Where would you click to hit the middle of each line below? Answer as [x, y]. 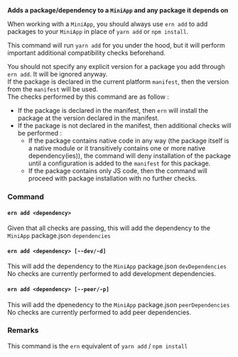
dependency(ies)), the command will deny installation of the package [129, 156]
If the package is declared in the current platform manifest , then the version [118, 82]
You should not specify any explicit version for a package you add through [116, 66]
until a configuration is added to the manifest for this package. [119, 163]
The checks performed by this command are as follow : [88, 97]
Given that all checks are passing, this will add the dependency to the [109, 228]
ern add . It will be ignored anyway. [58, 74]
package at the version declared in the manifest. [88, 118]
